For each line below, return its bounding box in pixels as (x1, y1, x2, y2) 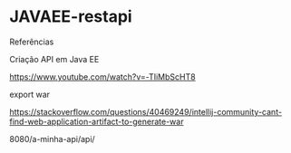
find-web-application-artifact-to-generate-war (9, 116, 184, 127)
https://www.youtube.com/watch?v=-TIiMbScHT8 (9, 71, 197, 82)
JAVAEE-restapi (9, 6, 133, 27)
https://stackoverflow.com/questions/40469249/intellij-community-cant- (9, 106, 283, 117)
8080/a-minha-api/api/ (9, 133, 95, 144)
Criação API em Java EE (9, 53, 100, 64)
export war (9, 89, 51, 100)
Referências (9, 36, 54, 47)
